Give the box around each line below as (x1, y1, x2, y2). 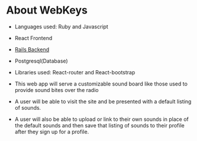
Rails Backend (14, 45, 50, 53)
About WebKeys (6, 4, 88, 17)
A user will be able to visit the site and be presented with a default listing (14, 98, 192, 105)
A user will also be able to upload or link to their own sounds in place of (14, 116, 189, 123)
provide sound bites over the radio (14, 86, 99, 93)
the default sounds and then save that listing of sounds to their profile (14, 122, 185, 129)
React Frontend (14, 34, 53, 41)
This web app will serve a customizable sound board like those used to (14, 80, 188, 87)
